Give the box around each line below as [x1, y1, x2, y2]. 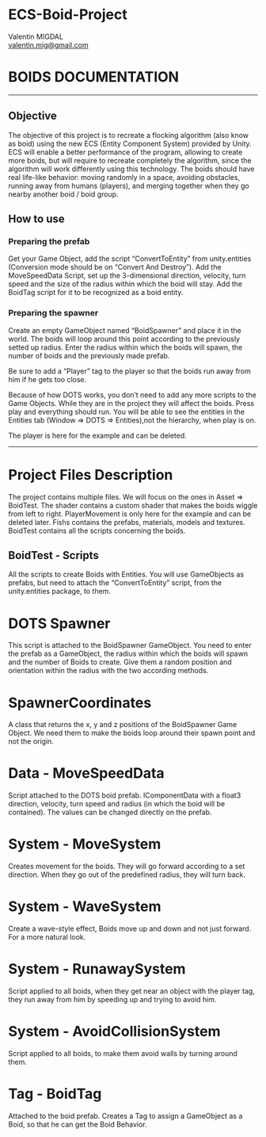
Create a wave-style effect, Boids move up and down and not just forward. [8, 924, 252, 933]
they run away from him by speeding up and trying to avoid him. [8, 995, 217, 1005]
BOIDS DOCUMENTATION [8, 68, 180, 86]
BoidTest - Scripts [8, 549, 99, 562]
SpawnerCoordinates [8, 694, 152, 711]
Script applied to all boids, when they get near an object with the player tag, [8, 986, 255, 996]
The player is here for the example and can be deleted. [8, 431, 188, 440]
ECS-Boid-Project [8, 6, 128, 24]
